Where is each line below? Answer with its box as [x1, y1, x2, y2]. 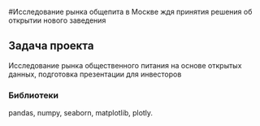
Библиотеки [8, 89, 59, 101]
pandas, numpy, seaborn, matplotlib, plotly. [8, 108, 153, 118]
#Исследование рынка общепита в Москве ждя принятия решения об [8, 7, 253, 16]
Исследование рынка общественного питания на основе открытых [8, 60, 242, 70]
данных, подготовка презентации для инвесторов [8, 69, 182, 79]
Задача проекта [8, 39, 94, 53]
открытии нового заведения [8, 15, 106, 25]
